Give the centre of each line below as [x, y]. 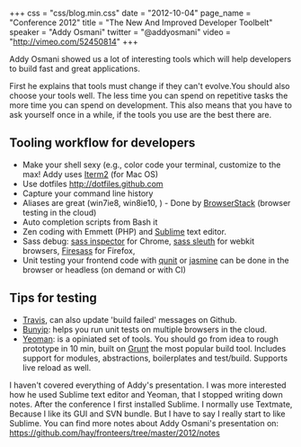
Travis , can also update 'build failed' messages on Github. [129, 319]
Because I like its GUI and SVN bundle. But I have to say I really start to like [147, 414]
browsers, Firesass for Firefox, [79, 250]
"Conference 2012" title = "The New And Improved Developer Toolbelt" [141, 22]
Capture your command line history [88, 193]
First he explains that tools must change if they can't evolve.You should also [150, 86]
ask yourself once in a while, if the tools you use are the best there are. [141, 115]
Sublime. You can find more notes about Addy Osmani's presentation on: [144, 423]
